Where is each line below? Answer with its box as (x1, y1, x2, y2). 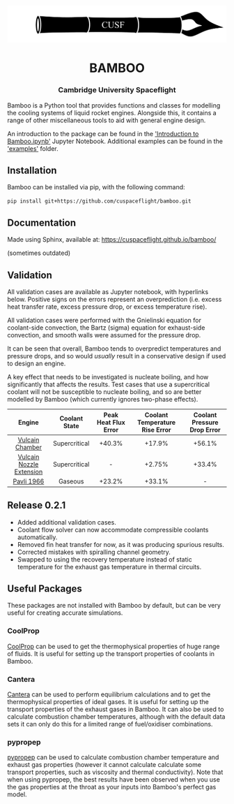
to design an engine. (7, 359, 66, 368)
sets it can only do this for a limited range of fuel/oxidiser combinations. (7, 720, 213, 729)
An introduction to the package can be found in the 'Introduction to (7, 129, 199, 138)
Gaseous (58, 477, 84, 485)
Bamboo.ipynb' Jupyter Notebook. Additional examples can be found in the (7, 137, 223, 145)
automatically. (17, 533, 58, 541)
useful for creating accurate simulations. (7, 608, 123, 617)
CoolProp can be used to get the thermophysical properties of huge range (7, 642, 220, 650)
